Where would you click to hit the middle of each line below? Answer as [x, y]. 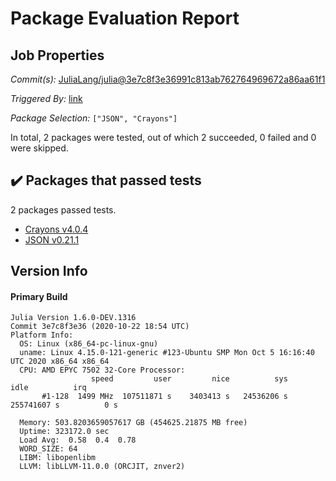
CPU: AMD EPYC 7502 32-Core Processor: [102, 370]
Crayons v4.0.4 [56, 229]
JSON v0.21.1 [52, 239]
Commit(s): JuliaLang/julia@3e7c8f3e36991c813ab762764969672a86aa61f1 [168, 79]
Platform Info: [42, 335]
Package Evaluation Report [125, 18]
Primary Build [39, 296]
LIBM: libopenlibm [58, 458]
